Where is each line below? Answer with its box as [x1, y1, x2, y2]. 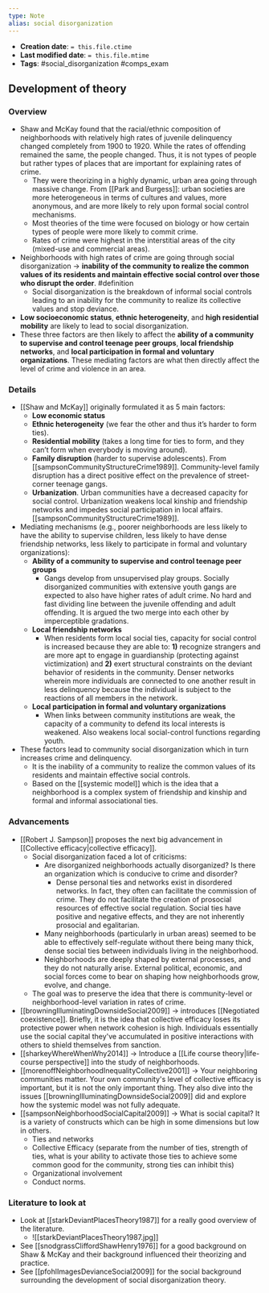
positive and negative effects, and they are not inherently [55, 911, 245, 921]
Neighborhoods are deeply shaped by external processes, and [43, 954, 251, 964]
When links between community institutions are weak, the [43, 711, 235, 720]
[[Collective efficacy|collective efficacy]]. [19, 843, 157, 852]
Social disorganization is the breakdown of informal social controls [31, 287, 252, 296]
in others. [19, 1125, 52, 1135]
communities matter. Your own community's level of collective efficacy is [19, 1074, 262, 1084]
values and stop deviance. [31, 304, 119, 314]
